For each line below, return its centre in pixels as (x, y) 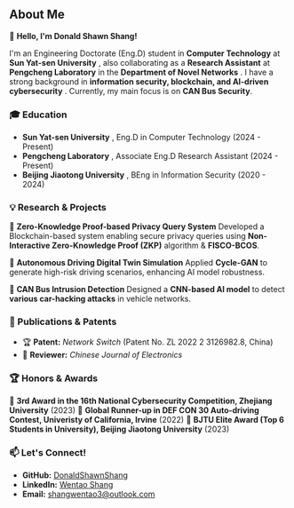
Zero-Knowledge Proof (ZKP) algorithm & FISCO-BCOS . (156, 246)
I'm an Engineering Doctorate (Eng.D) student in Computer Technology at (145, 53)
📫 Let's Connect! (48, 452)
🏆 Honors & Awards (54, 378)
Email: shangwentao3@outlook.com (88, 494)
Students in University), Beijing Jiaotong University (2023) (119, 429)
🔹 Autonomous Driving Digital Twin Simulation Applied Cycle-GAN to (139, 263)
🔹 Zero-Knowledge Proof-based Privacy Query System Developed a (137, 226)
